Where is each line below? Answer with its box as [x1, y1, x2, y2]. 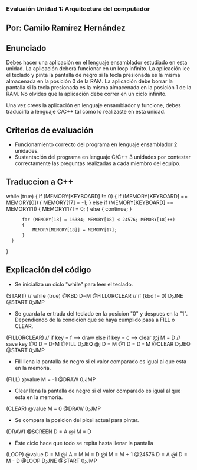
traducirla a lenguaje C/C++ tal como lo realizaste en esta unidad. [6, 108, 166, 115]
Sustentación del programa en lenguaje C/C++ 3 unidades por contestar [14, 153, 191, 160]
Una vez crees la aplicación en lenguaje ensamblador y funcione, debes [6, 102, 181, 109]
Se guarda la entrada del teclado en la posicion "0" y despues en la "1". [14, 310, 188, 317]
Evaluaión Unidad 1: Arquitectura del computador [6, 5, 150, 13]
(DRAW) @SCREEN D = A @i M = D [6, 428, 91, 435]
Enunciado [6, 43, 47, 53]
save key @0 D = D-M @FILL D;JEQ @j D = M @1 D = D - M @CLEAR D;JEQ [6, 340, 191, 347]
